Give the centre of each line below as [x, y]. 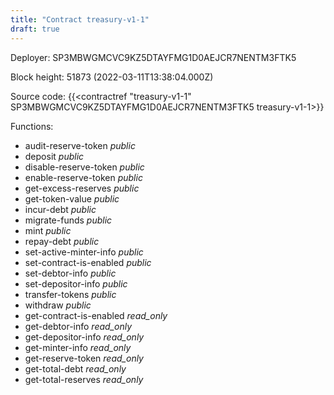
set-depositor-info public [76, 283]
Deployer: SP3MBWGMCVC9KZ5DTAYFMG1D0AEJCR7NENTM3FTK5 [153, 57]
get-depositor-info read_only [84, 337]
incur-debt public [60, 209]
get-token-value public [72, 198]
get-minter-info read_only [78, 347]
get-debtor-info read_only [78, 326]
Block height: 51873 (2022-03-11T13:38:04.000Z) [112, 77]
